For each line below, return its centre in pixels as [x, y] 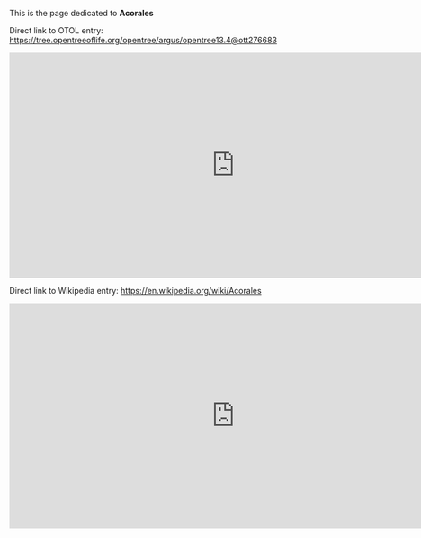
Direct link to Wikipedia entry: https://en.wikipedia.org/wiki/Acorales [136, 291]
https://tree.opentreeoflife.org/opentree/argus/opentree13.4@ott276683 [143, 40]
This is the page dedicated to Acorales [82, 13]
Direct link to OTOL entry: [56, 30]
